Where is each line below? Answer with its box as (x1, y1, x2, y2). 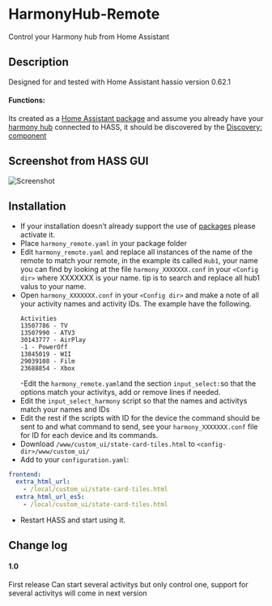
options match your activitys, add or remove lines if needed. (19, 387, 221, 396)
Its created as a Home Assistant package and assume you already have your (8, 113, 264, 123)
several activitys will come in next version (8, 588, 147, 598)
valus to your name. (19, 281, 87, 291)
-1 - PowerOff (19, 343, 68, 351)
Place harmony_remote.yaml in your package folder (19, 238, 188, 248)
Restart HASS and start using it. (19, 515, 126, 525)
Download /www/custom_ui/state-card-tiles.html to (19, 439, 196, 448)
